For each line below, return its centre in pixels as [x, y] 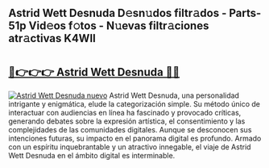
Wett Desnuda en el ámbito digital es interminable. [92, 155]
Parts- [245, 13]
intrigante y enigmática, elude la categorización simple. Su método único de [134, 104]
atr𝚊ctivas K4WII [52, 38]
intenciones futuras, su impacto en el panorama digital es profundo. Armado [135, 138]
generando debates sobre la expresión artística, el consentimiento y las [127, 121]
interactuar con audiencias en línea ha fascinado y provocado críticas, [125, 113]
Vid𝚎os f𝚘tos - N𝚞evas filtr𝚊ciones [119, 26]
